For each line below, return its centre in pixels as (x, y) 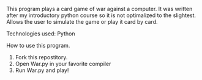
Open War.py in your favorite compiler (63, 64)
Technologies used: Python (41, 34)
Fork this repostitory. (41, 57)
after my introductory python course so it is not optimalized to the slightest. (101, 15)
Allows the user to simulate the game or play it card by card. (82, 22)
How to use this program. (38, 45)
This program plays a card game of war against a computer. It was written (99, 9)
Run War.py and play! (42, 70)
